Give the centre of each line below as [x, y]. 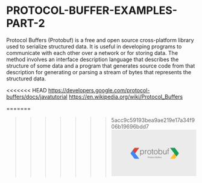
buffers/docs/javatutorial [37, 97]
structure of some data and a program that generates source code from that [101, 66]
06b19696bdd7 [130, 126]
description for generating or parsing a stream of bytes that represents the [99, 72]
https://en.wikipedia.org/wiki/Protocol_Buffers [125, 97]
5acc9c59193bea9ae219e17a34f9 [153, 120]
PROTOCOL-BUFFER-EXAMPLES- [92, 11]
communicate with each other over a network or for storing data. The [92, 53]
